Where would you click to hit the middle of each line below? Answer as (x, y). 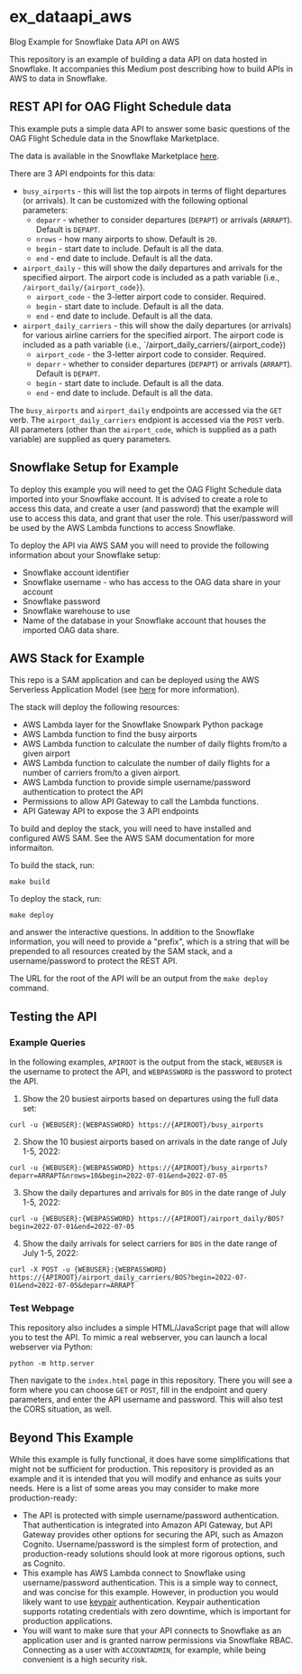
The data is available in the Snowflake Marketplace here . (114, 156)
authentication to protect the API (82, 792)
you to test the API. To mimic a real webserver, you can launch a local (138, 1338)
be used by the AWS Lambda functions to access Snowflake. (123, 527)
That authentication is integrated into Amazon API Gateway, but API (147, 1525)
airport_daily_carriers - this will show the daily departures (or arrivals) (157, 325)
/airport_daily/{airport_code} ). (84, 287)
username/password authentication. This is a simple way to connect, (150, 1583)
